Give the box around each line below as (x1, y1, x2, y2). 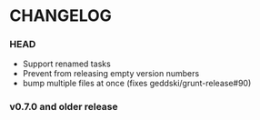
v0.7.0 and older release (9, 101, 118, 114)
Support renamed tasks (22, 58, 111, 69)
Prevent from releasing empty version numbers (22, 68, 200, 79)
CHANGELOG (9, 5, 112, 26)
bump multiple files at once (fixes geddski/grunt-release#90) (22, 78, 252, 89)
